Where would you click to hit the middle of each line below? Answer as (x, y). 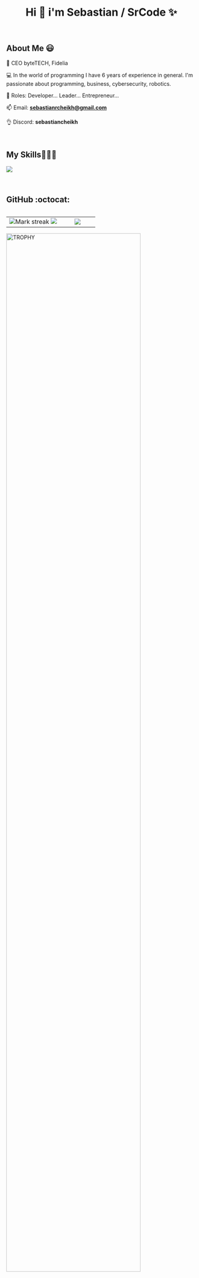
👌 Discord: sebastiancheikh (42, 122)
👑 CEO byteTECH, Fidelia (37, 63)
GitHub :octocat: (38, 200)
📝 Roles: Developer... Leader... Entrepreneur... (63, 95)
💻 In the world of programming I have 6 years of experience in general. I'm (100, 75)
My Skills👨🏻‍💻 (32, 155)
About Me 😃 (30, 49)
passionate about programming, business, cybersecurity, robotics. (89, 83)
